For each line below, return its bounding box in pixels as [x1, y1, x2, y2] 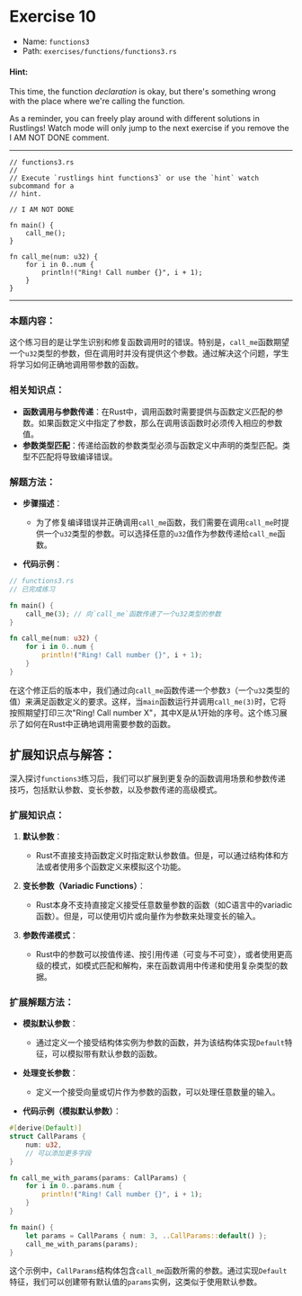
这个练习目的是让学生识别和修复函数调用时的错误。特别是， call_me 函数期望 [9, 337, 290, 348]
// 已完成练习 [9, 584, 56, 594]
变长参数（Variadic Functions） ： [22, 880, 146, 891]
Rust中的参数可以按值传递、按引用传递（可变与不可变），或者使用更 [35, 948, 285, 959]
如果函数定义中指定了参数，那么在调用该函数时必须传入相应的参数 [38, 417, 283, 428]
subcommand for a [9, 182, 75, 191]
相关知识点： [9, 384, 66, 396]
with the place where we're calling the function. [9, 96, 186, 107]
